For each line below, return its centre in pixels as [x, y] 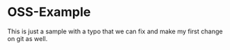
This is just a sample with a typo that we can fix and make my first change [115, 31]
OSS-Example [49, 12]
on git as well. [28, 38]
